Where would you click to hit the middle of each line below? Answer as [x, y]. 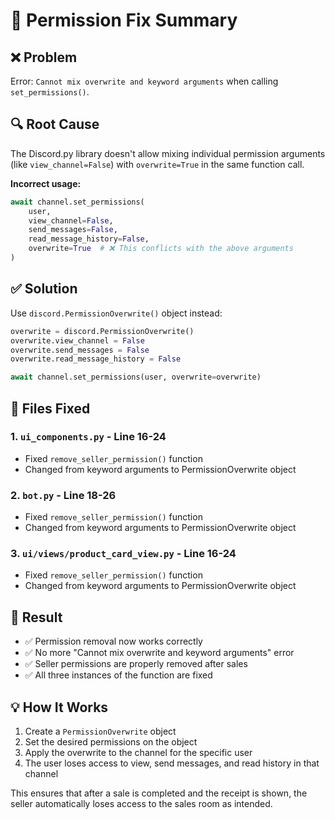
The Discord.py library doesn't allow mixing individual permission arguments [168, 153]
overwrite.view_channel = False [77, 340]
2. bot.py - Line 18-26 [63, 495]
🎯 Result [36, 617]
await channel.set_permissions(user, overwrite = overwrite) [136, 377]
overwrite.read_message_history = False [96, 359]
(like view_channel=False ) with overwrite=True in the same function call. [157, 164]
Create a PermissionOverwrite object [100, 731]
